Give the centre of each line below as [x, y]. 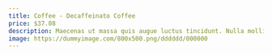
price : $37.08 [32, 23]
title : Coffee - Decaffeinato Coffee [72, 16]
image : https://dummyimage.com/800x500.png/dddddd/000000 [108, 38]
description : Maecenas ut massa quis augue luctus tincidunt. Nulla [126, 31]
